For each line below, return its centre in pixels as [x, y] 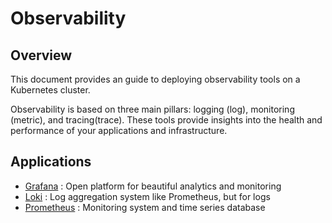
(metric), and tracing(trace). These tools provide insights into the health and [166, 120]
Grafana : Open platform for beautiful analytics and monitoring [153, 186]
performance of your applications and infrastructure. [119, 130]
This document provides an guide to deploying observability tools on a [155, 79]
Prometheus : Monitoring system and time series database [145, 207]
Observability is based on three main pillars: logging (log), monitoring [152, 109]
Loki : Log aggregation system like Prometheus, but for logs [147, 196]
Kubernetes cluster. [50, 90]
